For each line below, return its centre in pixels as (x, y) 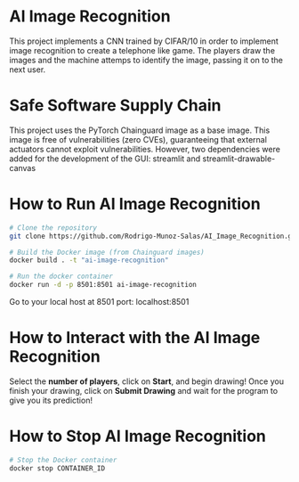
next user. (28, 69)
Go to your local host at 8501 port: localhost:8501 (99, 302)
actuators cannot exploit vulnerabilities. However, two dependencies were (145, 149)
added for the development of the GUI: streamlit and (105, 159)
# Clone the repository (53, 228)
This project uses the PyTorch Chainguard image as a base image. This (140, 130)
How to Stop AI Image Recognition (138, 436)
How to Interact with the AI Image (135, 338)
